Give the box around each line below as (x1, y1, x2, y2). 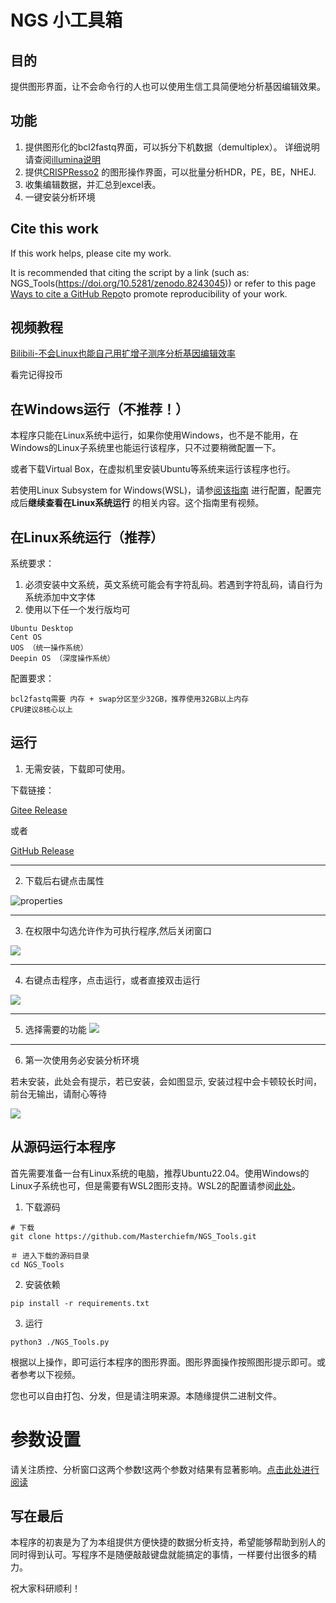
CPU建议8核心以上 (10, 705, 73, 715)
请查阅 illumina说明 (24, 153, 102, 165)
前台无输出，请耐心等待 (10, 1087, 107, 1100)
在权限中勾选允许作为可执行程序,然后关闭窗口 (24, 924, 212, 936)
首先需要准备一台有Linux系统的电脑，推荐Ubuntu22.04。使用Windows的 (10, 1167, 310, 1179)
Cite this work (10, 221, 99, 238)
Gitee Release (10, 804, 68, 816)
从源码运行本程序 (10, 1139, 116, 1156)
